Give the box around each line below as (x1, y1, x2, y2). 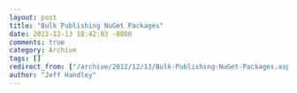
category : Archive (9, 46, 77, 55)
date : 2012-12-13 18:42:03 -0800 (9, 29, 133, 38)
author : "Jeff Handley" (9, 71, 97, 80)
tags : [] (9, 54, 42, 63)
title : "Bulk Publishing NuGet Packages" (9, 21, 164, 30)
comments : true (9, 37, 65, 47)
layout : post (9, 12, 57, 22)
